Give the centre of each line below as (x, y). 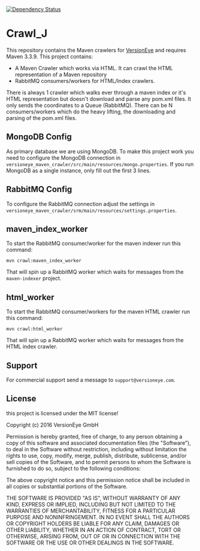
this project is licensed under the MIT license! (62, 413)
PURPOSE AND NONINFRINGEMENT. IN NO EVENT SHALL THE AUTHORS (98, 517)
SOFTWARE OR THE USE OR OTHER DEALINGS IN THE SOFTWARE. (90, 543)
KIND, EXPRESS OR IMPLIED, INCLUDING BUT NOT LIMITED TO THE (91, 504)
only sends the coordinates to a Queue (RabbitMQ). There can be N (90, 105)
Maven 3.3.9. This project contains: (50, 56)
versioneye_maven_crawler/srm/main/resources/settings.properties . (92, 210)
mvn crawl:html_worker (34, 329)
